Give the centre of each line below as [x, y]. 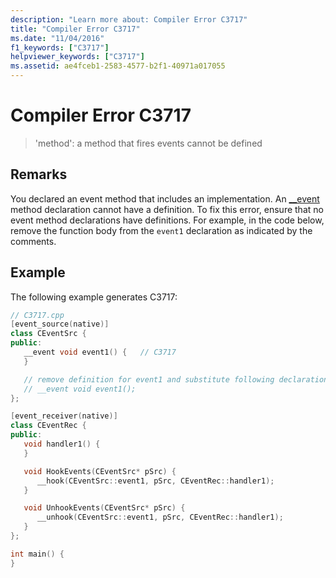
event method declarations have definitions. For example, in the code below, [167, 220]
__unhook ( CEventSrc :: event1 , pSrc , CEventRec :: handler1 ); [160, 517]
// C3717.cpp [37, 315]
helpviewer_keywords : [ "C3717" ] [77, 57]
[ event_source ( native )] [60, 324]
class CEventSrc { [48, 334]
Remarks [39, 174]
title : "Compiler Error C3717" [75, 29]
